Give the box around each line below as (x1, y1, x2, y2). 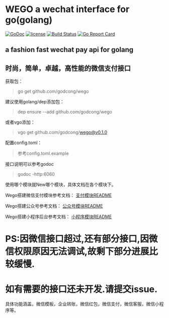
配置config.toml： (5, 140, 42, 146)
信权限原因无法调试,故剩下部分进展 (5, 246, 149, 258)
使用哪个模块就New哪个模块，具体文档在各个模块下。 (5, 181, 116, 187)
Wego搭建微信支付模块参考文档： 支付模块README (5, 193, 112, 199)
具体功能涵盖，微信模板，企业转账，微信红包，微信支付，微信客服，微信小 (5, 301, 159, 307)
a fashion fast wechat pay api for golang (5, 45, 134, 54)
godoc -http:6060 (17, 171, 55, 177)
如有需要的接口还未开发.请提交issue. (5, 283, 157, 295)
